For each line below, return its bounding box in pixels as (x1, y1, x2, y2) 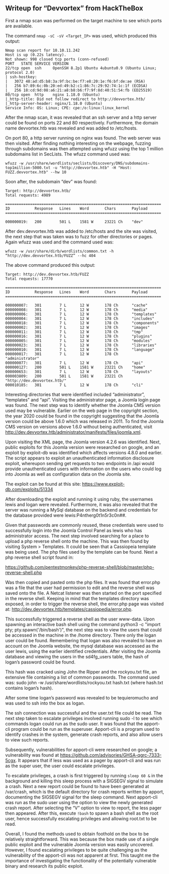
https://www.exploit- (82, 481, 125, 487)
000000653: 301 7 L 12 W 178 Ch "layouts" (5, 369, 152, 374)
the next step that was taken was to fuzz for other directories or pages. (5, 233, 153, 239)
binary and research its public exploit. (5, 863, 84, 869)
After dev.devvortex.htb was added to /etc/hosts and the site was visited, (5, 228, 157, 234)
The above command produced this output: (5, 262, 96, 268)
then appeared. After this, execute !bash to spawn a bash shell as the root (5, 810, 159, 816)
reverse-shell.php (5, 569, 42, 575)
